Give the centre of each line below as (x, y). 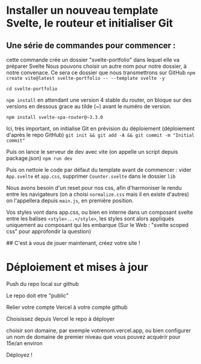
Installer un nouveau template (82, 11)
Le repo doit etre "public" (37, 296)
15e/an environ (25, 343)
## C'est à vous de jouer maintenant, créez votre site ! (73, 243)
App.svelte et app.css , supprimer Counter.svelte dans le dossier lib (91, 176)
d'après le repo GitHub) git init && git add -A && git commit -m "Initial (100, 135)
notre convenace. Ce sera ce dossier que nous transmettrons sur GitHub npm (101, 72)
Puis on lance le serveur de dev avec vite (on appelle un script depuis (92, 152)
